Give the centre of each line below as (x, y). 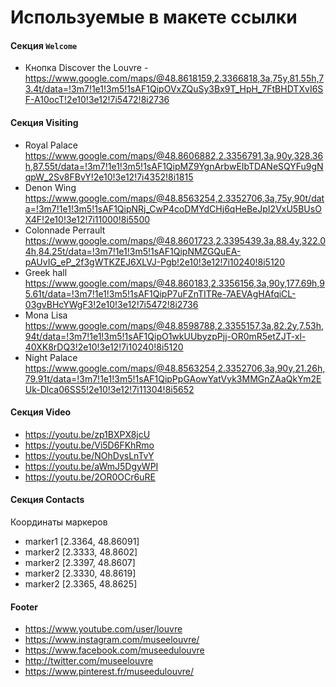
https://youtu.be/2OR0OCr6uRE (90, 477)
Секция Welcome (44, 45)
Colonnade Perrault (65, 230)
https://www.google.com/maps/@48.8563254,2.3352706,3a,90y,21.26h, (175, 368)
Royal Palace (51, 145)
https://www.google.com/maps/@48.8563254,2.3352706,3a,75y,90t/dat (174, 198)
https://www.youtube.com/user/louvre (103, 629)
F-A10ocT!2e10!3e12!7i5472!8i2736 (97, 100)
